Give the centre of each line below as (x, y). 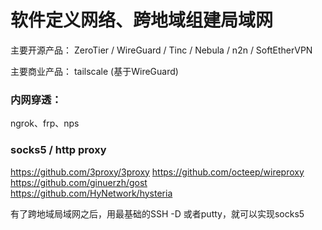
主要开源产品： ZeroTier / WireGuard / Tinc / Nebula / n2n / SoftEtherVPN (161, 50)
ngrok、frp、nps (45, 123)
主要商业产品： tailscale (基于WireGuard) (94, 71)
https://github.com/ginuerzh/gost (79, 182)
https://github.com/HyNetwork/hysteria (91, 193)
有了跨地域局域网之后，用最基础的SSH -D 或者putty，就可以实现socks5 (157, 213)
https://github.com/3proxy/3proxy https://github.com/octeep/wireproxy (157, 172)
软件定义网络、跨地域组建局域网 (142, 20)
